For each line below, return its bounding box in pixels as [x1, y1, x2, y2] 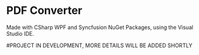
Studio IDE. [6, 30, 35, 37]
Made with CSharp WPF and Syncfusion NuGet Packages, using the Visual [6, 24, 194, 31]
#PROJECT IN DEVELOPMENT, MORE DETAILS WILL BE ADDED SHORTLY [6, 42, 193, 49]
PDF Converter [6, 4, 83, 18]
